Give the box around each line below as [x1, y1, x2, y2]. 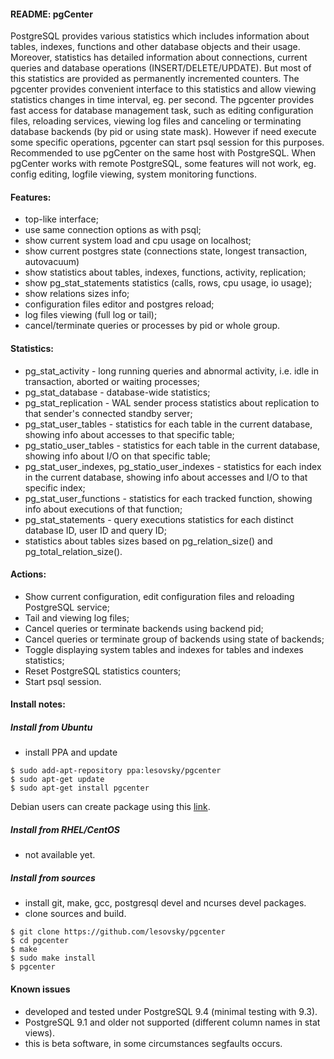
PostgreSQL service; [24, 601, 110, 613]
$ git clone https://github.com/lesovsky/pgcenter [10, 927, 226, 937]
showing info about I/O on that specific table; [24, 450, 211, 462]
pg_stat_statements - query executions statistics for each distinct [24, 513, 294, 525]
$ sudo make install [10, 953, 97, 964]
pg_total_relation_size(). [24, 545, 123, 557]
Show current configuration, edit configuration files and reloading [24, 590, 295, 602]
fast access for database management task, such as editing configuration [10, 105, 314, 117]
